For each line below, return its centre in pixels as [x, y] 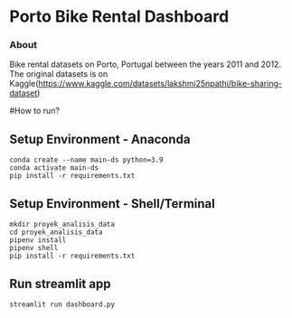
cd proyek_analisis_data [56, 232]
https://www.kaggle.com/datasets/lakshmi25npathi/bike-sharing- [160, 84]
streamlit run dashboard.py [62, 304]
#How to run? [35, 111]
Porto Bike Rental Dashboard [119, 17]
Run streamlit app [60, 283]
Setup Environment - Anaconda [100, 139]
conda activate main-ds [54, 168]
